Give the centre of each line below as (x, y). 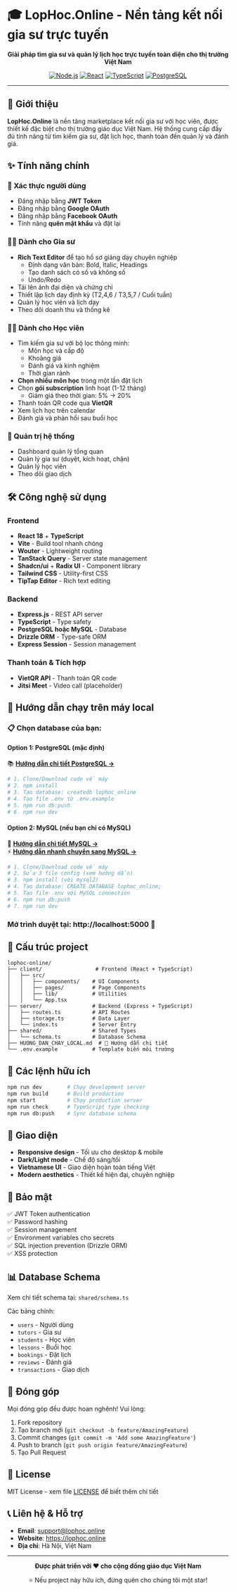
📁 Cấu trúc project (48, 947)
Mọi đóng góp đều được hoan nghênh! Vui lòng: (77, 1409)
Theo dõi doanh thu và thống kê (64, 309)
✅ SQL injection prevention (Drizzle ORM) (67, 1246)
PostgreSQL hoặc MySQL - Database (72, 630)
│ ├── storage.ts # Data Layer (69, 1019)
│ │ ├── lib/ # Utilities (67, 994)
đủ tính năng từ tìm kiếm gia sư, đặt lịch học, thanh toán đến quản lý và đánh (118, 136)
